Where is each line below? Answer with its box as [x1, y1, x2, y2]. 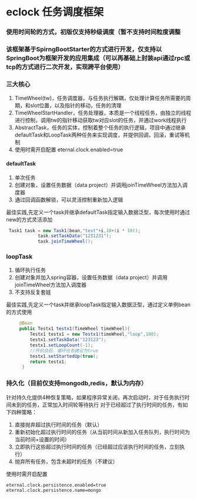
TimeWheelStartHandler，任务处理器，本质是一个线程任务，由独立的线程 [14, 110, 192, 117]
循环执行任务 [14, 266, 46, 274]
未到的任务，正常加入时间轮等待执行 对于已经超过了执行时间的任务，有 [11, 401, 183, 408]
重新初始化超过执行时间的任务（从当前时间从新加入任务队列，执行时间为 [14, 428, 190, 435]
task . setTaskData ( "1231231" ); [37, 233, 112, 239]
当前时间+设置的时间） [14, 435, 71, 442]
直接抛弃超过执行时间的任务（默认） [14, 421, 103, 428]
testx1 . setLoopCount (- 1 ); [29, 342, 94, 348]
